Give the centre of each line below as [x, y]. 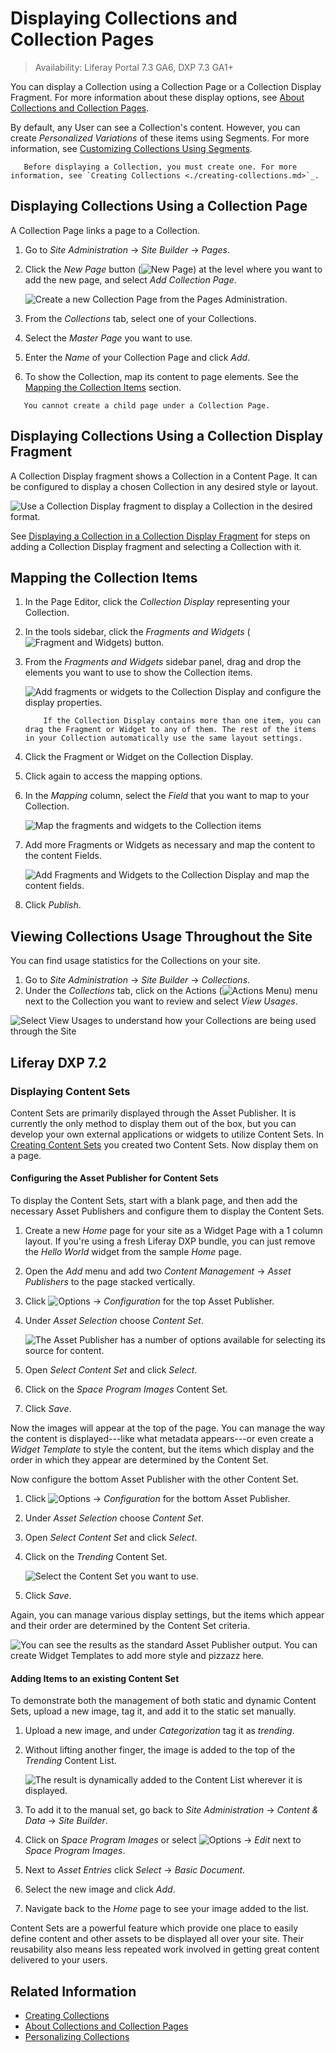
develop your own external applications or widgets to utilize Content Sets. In [167, 1134]
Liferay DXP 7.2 [58, 1062]
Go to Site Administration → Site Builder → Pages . [127, 249]
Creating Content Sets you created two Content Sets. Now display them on [164, 1144]
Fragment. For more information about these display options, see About [157, 97]
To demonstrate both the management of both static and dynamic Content [163, 1701]
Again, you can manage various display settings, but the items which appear [167, 1615]
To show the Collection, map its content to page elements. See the [161, 376]
